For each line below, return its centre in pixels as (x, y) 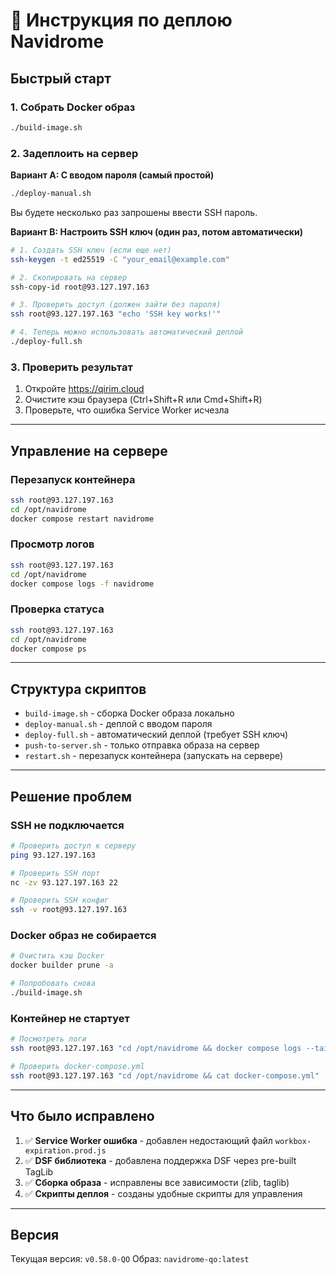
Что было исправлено (82, 1116)
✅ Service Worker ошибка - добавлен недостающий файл (148, 1140)
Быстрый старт (61, 78)
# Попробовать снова (53, 984)
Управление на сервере (89, 450)
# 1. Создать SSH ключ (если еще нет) (91, 250)
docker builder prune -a (62, 965)
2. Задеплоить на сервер (74, 153)
